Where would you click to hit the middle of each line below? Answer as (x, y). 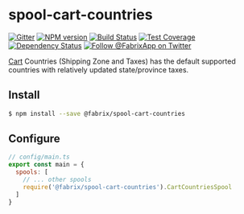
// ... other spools (57, 180)
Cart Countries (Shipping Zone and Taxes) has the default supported (122, 61)
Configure (34, 139)
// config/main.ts (39, 157)
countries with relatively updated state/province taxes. (99, 69)
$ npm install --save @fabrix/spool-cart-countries (97, 113)
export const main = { (46, 165)
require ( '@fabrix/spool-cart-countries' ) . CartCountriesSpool (127, 187)
